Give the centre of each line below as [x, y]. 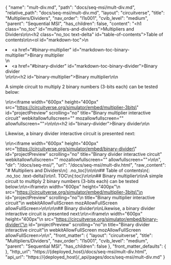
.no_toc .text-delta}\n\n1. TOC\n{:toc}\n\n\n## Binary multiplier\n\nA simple [84, 176]
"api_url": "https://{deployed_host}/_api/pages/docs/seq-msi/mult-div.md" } [85, 257]
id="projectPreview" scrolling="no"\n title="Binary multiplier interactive [80, 197]
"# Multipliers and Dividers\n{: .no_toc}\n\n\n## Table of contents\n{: [78, 170]
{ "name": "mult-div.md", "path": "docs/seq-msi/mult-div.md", [70, 7]
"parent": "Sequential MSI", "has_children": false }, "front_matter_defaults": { [86, 246]
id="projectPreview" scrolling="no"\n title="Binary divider [89, 224]
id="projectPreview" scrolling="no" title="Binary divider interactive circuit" [84, 154]
